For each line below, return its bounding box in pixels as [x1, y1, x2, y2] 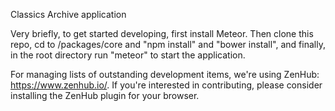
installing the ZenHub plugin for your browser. [10, 90, 200, 101]
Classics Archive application [10, 9, 127, 20]
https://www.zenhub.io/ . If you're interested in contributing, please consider [10, 79, 323, 91]
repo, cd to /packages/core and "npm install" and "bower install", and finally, [10, 39, 326, 50]
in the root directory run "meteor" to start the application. [10, 49, 246, 61]
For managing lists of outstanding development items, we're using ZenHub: [10, 69, 320, 80]
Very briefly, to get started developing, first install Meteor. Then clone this [10, 28, 314, 39]
